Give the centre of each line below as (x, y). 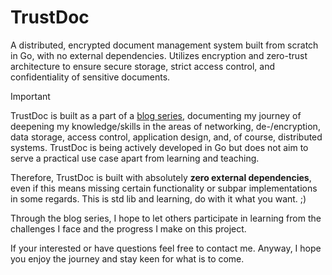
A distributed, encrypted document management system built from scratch (164, 45)
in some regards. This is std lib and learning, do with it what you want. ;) (158, 198)
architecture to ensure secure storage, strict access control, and (142, 66)
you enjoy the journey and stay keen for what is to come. (127, 258)
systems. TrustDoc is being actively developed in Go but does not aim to (159, 147)
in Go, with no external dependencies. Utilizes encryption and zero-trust (159, 55)
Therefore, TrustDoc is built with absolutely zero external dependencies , (161, 177)
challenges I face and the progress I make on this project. (128, 228)
